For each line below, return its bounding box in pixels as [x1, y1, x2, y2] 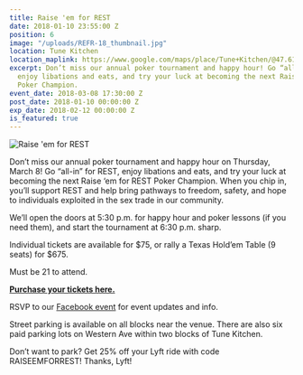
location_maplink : [9, 55, 78, 64]
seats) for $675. [9, 249, 69, 260]
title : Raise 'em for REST [9, 13, 111, 23]
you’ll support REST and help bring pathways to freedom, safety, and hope [9, 185, 287, 196]
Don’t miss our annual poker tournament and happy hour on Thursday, [9, 156, 271, 167]
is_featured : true [9, 114, 78, 123]
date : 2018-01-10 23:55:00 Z [9, 22, 119, 31]
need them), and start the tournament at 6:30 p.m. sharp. [9, 222, 222, 233]
